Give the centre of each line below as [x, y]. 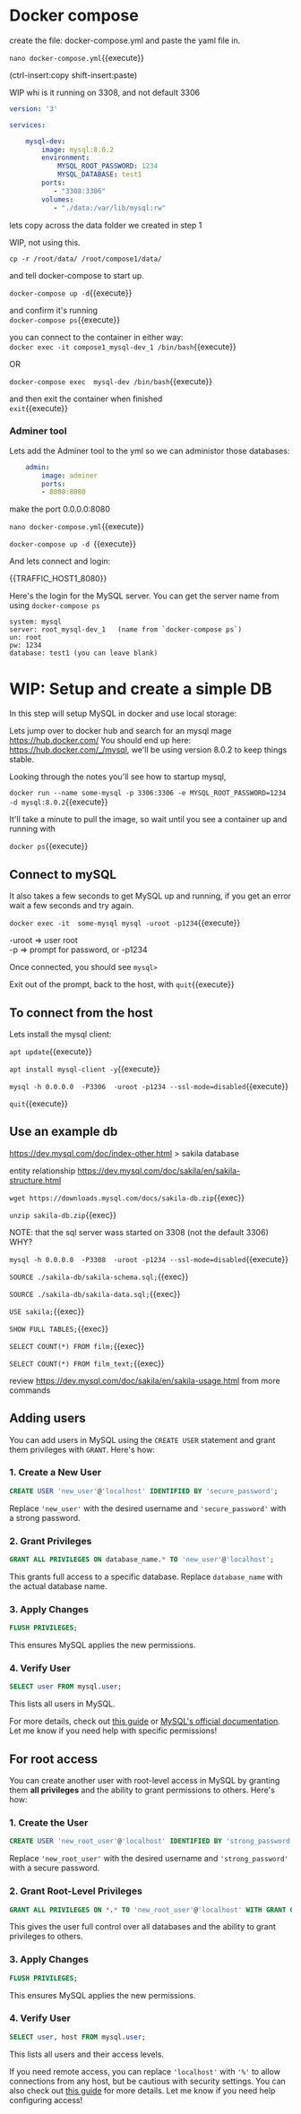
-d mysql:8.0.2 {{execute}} [59, 802]
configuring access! [46, 2100]
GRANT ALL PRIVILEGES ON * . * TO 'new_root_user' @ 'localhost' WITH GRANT [148, 1910]
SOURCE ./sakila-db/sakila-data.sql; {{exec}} [95, 1293]
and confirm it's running [54, 310]
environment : [66, 158]
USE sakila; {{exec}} [47, 1311]
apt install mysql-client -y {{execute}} [85, 1069]
